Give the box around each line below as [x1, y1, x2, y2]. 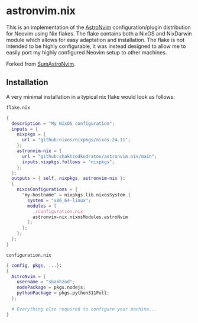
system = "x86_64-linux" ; [27, 197, 92, 204]
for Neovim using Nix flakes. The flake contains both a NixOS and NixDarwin [6, 30, 192, 37]
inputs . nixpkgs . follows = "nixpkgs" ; [21, 159, 115, 165]
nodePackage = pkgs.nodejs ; [17, 285, 86, 290]
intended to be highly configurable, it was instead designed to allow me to [6, 43, 186, 50]
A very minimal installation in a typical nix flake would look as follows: [6, 93, 176, 100]
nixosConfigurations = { [17, 186, 78, 193]
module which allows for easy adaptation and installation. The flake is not [6, 36, 185, 43]
